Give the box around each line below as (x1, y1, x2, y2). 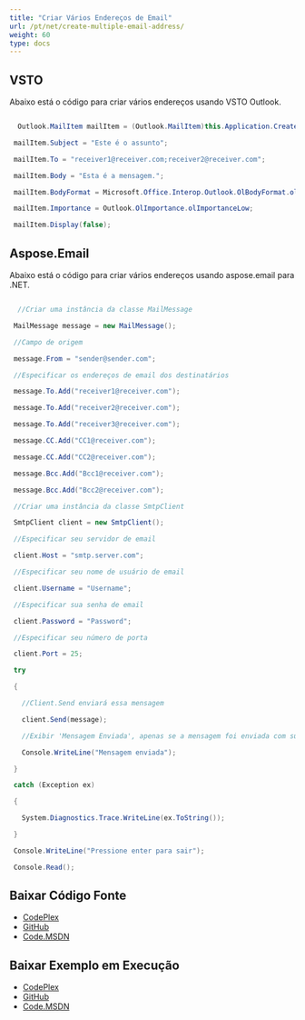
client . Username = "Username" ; (13, 584, 132, 593)
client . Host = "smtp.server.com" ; (13, 551, 144, 560)
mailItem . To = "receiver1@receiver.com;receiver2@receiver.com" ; (13, 155, 266, 164)
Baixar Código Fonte (9, 888, 127, 904)
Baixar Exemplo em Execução (9, 957, 180, 973)
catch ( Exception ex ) (13, 781, 95, 790)
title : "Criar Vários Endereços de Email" (9, 13, 172, 23)
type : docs (9, 38, 51, 48)
